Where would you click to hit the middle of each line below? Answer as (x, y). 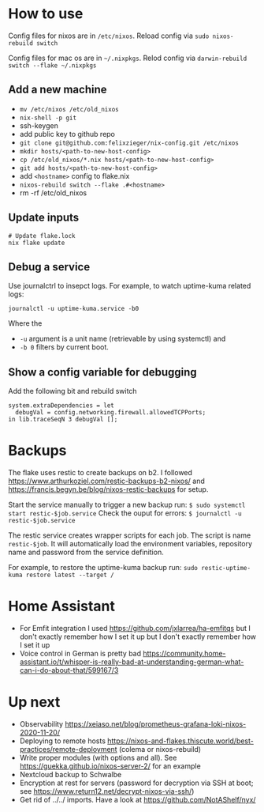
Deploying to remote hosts (63, 741)
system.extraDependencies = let (61, 406)
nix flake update (37, 243)
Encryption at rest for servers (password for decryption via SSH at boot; (136, 783)
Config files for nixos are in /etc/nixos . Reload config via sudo (109, 36)
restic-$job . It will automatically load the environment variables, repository (130, 544)
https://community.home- (184, 654)
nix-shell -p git (48, 118)
